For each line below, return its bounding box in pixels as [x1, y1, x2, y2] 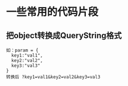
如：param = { [6, 47, 39, 53]
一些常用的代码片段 [6, 5, 99, 19]
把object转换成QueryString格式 [6, 30, 122, 40]
